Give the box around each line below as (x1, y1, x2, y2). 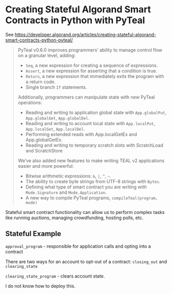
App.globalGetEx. (25, 136, 63, 143)
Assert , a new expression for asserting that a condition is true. (25, 68, 158, 74)
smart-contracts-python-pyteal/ (5, 37, 73, 43)
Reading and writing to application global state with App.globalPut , (25, 109, 167, 115)
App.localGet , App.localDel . (25, 126, 85, 132)
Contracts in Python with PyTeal (5, 14, 145, 26)
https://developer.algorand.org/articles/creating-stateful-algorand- (14, 31, 157, 37)
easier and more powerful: (17, 163, 74, 169)
